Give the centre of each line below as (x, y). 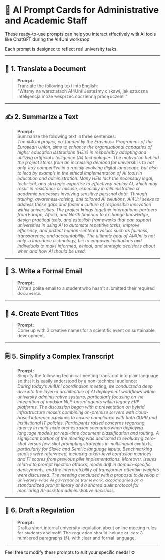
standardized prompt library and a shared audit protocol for (78, 485)
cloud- (142, 412)
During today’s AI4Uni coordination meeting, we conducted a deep (85, 386)
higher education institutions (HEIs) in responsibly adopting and (82, 152)
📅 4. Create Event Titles (42, 313)
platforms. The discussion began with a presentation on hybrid (81, 407)
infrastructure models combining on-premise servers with (75, 412)
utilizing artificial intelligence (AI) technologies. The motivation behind (88, 157)
